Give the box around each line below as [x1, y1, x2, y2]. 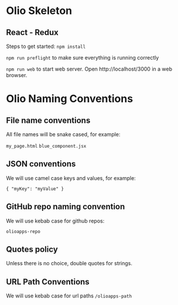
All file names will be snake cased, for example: [6, 131, 121, 138]
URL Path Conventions [6, 276, 90, 287]
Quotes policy [6, 244, 59, 255]
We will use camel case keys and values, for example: [6, 174, 136, 182]
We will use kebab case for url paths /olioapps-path [6, 292, 132, 299]
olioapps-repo [6, 228, 41, 234]
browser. [6, 72, 28, 78]
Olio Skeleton [6, 4, 73, 18]
